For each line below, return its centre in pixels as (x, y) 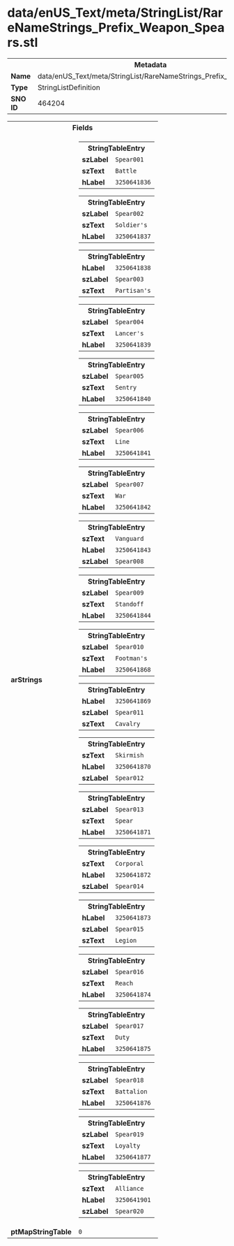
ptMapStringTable (41, 1231)
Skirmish (129, 755)
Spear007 (129, 484)
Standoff (129, 604)
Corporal (129, 863)
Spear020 (129, 1211)
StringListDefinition (69, 87)
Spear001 (129, 159)
